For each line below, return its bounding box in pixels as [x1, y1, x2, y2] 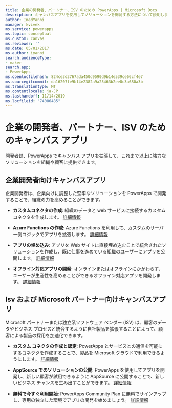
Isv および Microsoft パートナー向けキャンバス [5, 295, 153, 304]
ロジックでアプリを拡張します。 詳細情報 [21, 231, 109, 237]
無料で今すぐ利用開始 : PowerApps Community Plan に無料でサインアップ [12, 391, 167, 397]
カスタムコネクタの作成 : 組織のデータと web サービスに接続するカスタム [12, 207, 166, 213]
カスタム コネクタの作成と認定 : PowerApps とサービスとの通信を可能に [12, 343, 163, 349]
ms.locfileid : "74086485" [5, 98, 60, 103]
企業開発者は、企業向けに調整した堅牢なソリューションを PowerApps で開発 [5, 190, 166, 196]
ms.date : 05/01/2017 [5, 46, 50, 51]
